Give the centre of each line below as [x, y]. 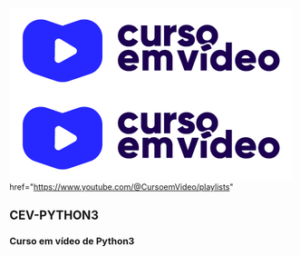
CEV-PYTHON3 [54, 216]
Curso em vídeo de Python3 [72, 241]
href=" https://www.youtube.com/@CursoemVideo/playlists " [121, 187]
